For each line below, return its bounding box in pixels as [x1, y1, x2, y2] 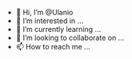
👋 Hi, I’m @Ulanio [15, 8, 74, 17]
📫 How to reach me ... [15, 42, 90, 51]
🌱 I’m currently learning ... [15, 25, 102, 33]
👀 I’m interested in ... [15, 16, 84, 26]
